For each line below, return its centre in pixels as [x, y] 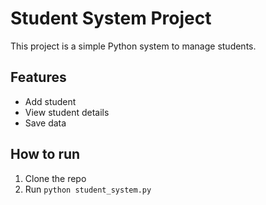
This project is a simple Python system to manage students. [133, 46]
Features [38, 77]
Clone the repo [55, 178]
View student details [67, 112]
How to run [45, 154]
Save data [45, 123]
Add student [50, 101]
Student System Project [111, 18]
